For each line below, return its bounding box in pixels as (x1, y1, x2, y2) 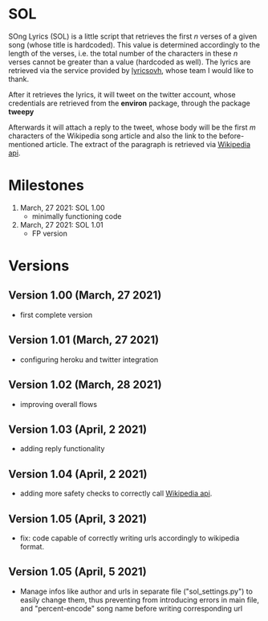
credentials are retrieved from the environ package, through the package (8, 98, 250, 108)
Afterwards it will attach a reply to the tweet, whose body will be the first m (8, 122, 256, 132)
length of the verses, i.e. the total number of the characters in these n (8, 48, 238, 58)
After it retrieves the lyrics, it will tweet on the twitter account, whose (8, 89, 237, 99)
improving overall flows (19, 399, 98, 409)
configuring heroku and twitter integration (19, 355, 159, 364)
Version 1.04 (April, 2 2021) (8, 467, 148, 481)
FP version (31, 228, 68, 238)
